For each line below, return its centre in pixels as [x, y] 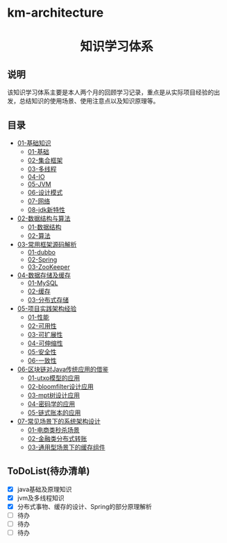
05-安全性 [42, 352]
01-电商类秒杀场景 [53, 430]
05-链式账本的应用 [54, 413]
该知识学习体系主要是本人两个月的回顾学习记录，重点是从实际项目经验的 [110, 92]
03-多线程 [42, 169]
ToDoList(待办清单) [49, 471]
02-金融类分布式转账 [57, 439]
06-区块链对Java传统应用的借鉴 [63, 369]
